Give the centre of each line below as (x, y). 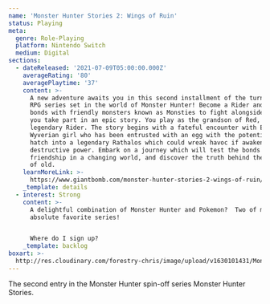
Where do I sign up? (64, 239)
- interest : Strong (48, 195)
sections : (25, 61)
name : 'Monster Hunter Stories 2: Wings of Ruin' (93, 16)
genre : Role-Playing (50, 38)
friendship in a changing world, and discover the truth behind (139, 157)
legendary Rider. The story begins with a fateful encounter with (143, 128)
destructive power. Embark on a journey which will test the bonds (145, 150)
